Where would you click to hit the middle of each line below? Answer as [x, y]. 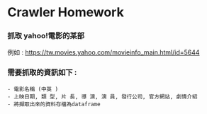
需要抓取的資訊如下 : [42, 73]
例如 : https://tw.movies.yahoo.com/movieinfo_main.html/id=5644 [103, 52]
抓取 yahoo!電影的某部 [46, 36]
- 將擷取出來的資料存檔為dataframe [54, 104]
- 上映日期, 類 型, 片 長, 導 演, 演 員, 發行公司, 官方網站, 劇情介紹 [102, 96]
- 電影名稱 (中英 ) [33, 89]
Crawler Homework [66, 12]
